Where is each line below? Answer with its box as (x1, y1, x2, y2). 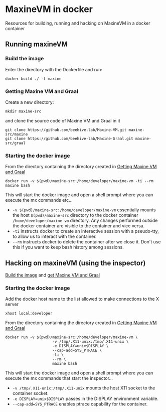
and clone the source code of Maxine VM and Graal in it (5, 117, 120, 123)
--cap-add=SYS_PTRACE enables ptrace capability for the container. (12, 401, 148, 407)
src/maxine (5, 131, 28, 136)
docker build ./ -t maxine (5, 76, 62, 81)
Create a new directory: (5, 99, 54, 105)
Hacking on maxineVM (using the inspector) (5, 258, 146, 267)
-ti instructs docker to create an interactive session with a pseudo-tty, (12, 228, 159, 234)
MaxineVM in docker (5, 4, 93, 15)
